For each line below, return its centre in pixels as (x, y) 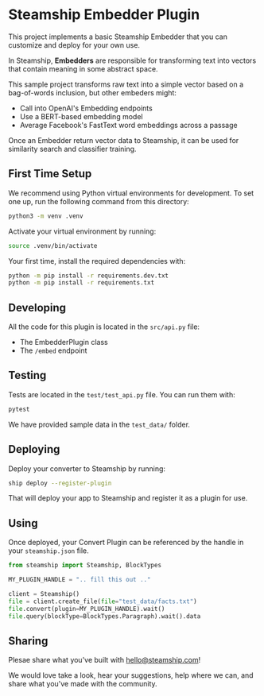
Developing (37, 307)
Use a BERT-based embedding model (81, 116)
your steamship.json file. (49, 551)
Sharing (28, 641)
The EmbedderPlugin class (64, 342)
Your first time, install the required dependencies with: (97, 261)
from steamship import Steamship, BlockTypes (85, 566)
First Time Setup (50, 174)
